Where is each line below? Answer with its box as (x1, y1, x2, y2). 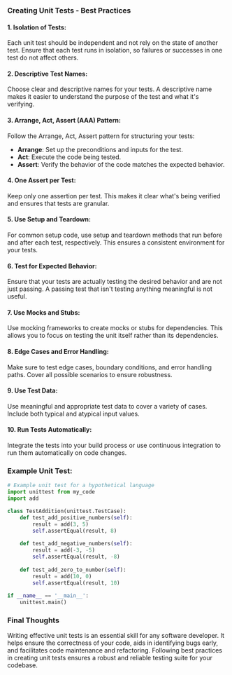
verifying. (7, 100, 35, 109)
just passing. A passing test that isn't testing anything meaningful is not (7, 285, 213, 293)
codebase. (7, 661, 38, 669)
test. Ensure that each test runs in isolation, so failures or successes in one (7, 46, 223, 55)
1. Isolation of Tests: (7, 23, 66, 32)
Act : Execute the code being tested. (17, 153, 122, 161)
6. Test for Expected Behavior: (7, 261, 97, 270)
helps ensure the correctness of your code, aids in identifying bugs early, (7, 639, 219, 647)
